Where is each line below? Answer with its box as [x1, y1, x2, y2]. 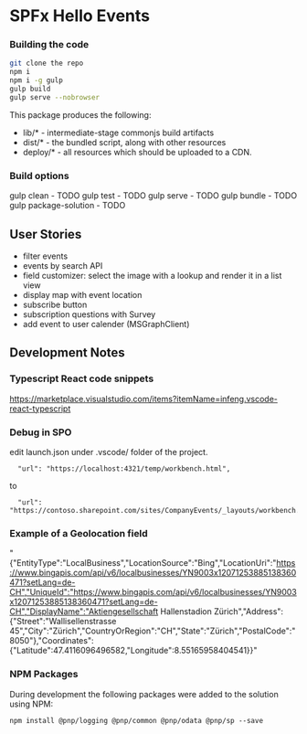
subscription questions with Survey [22, 308, 156, 320]
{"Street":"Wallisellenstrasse [9, 616, 117, 627]
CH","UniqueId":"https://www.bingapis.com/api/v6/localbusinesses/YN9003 [9, 587, 297, 598]
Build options [9, 169, 70, 182]
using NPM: [9, 698, 54, 709]
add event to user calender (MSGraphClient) [22, 318, 190, 329]
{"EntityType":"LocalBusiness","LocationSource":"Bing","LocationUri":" [9, 558, 277, 569]
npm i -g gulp [9, 76, 64, 85]
